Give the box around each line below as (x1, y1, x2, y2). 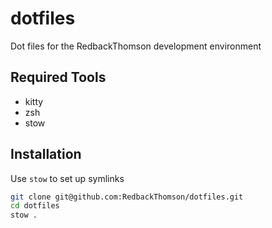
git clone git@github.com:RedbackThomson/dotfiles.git (10, 192, 244, 202)
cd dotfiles (10, 201, 60, 211)
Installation (10, 146, 82, 163)
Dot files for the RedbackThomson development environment (10, 40, 262, 52)
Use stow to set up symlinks (10, 172, 125, 184)
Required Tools (10, 69, 107, 86)
